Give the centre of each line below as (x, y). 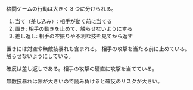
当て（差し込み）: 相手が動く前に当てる (63, 21)
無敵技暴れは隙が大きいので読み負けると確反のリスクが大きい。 (84, 81)
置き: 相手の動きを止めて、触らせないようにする (74, 29)
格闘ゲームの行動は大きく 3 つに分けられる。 (62, 9)
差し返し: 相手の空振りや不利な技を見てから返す (74, 36)
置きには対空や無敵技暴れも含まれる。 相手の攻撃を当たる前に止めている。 (98, 49)
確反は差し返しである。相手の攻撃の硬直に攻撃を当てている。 (82, 69)
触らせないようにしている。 (40, 56)
